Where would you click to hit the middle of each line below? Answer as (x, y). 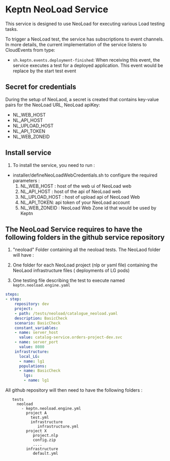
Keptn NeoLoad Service (57, 9)
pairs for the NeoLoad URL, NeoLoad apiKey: (53, 105)
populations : (33, 366)
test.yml (40, 417)
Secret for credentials (41, 87)
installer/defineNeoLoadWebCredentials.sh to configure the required (85, 175)
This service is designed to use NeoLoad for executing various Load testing (85, 24)
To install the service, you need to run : (54, 165)
